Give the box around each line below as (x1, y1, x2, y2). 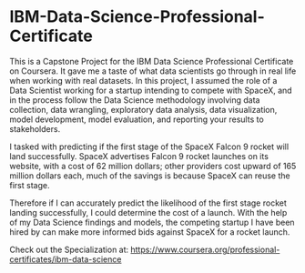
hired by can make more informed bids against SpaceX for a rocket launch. (9, 226, 290, 238)
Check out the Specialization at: (9, 244, 129, 255)
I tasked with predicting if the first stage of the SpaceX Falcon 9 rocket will (9, 141, 290, 152)
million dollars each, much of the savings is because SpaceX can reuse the (9, 170, 290, 181)
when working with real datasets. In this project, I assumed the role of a (9, 75, 278, 86)
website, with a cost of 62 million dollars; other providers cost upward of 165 (9, 160, 297, 171)
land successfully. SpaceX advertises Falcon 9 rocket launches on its (9, 150, 269, 161)
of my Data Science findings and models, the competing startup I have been (9, 217, 295, 227)
